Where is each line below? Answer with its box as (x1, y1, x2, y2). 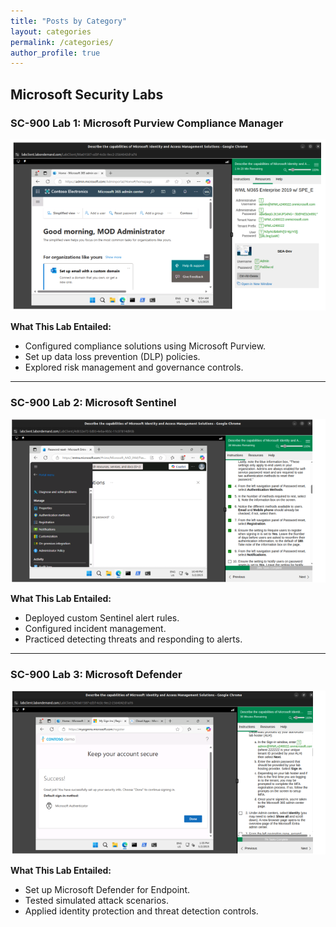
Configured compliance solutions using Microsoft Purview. (24, 340, 267, 352)
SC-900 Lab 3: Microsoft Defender (10, 667, 183, 681)
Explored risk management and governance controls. (24, 361, 244, 373)
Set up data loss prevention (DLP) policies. (24, 350, 201, 362)
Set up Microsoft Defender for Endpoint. (24, 884, 191, 896)
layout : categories (10, 26, 92, 37)
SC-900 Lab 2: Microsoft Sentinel (10, 395, 177, 409)
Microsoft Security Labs (10, 86, 164, 103)
